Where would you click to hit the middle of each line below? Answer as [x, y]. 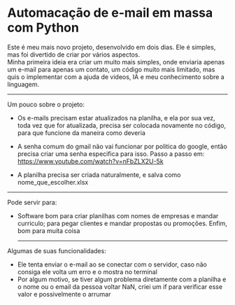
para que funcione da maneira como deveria [81, 133]
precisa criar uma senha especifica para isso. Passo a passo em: [111, 154]
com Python [43, 28]
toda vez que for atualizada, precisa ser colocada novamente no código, [121, 125]
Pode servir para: [32, 202]
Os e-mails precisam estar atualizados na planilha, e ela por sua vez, [116, 118]
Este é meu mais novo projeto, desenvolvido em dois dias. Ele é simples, [112, 47]
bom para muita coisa [49, 230]
